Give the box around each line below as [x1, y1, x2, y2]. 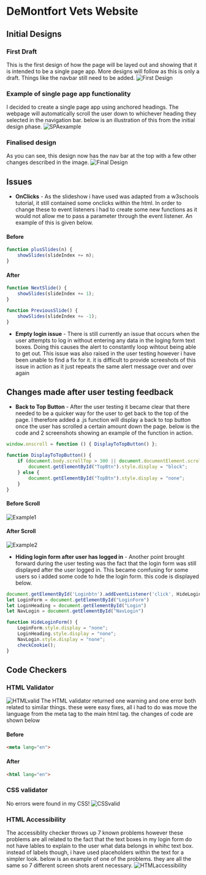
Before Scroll [6, 499, 40, 507]
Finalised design [6, 138, 56, 147]
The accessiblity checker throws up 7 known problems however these [6, 829, 183, 836]
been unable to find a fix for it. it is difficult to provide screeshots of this [15, 356, 196, 364]
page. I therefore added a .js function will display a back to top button [15, 416, 191, 424]
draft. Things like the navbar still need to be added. [6, 74, 135, 81]
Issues [6, 176, 32, 187]
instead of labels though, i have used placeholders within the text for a [6, 849, 184, 856]
